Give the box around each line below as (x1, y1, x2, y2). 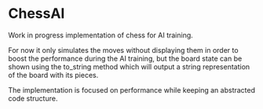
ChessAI (8, 5, 65, 23)
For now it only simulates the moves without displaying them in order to (8, 45, 239, 54)
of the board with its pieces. (8, 70, 99, 79)
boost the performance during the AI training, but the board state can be (8, 54, 243, 63)
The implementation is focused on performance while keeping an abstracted (8, 85, 256, 94)
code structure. (8, 93, 58, 103)
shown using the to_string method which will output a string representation (8, 62, 250, 71)
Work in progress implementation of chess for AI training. (8, 30, 194, 40)
